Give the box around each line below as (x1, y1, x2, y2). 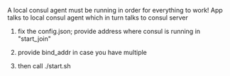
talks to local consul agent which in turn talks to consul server (7, 13, 188, 22)
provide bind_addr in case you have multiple (17, 49, 148, 56)
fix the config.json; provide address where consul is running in (17, 27, 201, 35)
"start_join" (17, 34, 51, 43)
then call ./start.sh (17, 62, 71, 70)
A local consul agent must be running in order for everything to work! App (7, 6, 224, 14)
